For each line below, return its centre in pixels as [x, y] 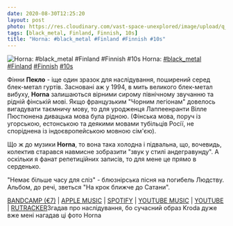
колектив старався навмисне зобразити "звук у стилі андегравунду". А [113, 152]
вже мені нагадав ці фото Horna [54, 216]
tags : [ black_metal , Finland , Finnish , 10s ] [72, 33]
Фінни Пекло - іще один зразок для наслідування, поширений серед [109, 79]
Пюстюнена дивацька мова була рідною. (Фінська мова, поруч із [104, 116]
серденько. [24, 167]
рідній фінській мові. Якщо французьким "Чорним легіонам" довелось [112, 102]
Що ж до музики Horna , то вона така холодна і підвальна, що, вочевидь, [114, 144]
